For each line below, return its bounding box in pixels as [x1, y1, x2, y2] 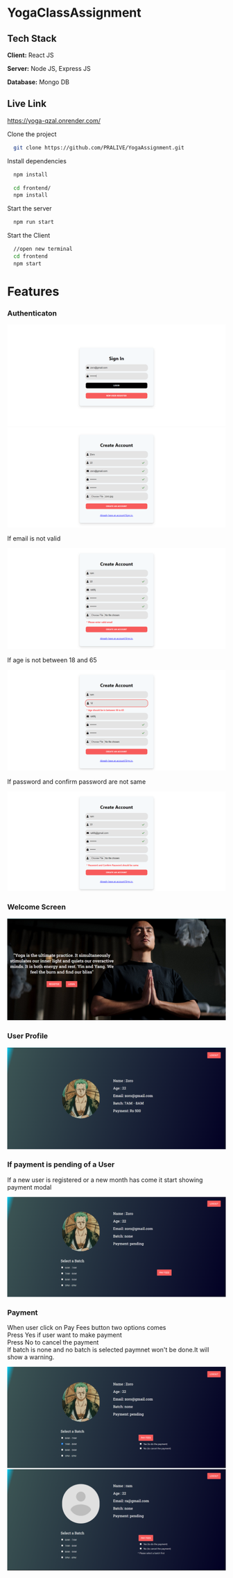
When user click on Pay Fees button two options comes [7, 1323, 166, 1331]
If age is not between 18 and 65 [7, 656, 97, 664]
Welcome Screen [7, 902, 66, 912]
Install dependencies [7, 156, 67, 165]
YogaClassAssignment [7, 5, 142, 21]
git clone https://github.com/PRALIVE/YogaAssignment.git [13, 144, 185, 151]
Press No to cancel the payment [7, 1338, 99, 1346]
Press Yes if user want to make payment [7, 1331, 123, 1339]
